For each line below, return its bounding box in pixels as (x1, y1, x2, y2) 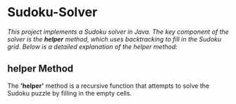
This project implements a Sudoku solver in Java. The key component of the (7, 27, 229, 36)
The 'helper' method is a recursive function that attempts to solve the (7, 82, 210, 90)
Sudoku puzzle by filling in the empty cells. (7, 89, 132, 97)
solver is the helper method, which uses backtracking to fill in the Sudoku (7, 34, 222, 43)
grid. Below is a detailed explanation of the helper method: (7, 42, 178, 51)
